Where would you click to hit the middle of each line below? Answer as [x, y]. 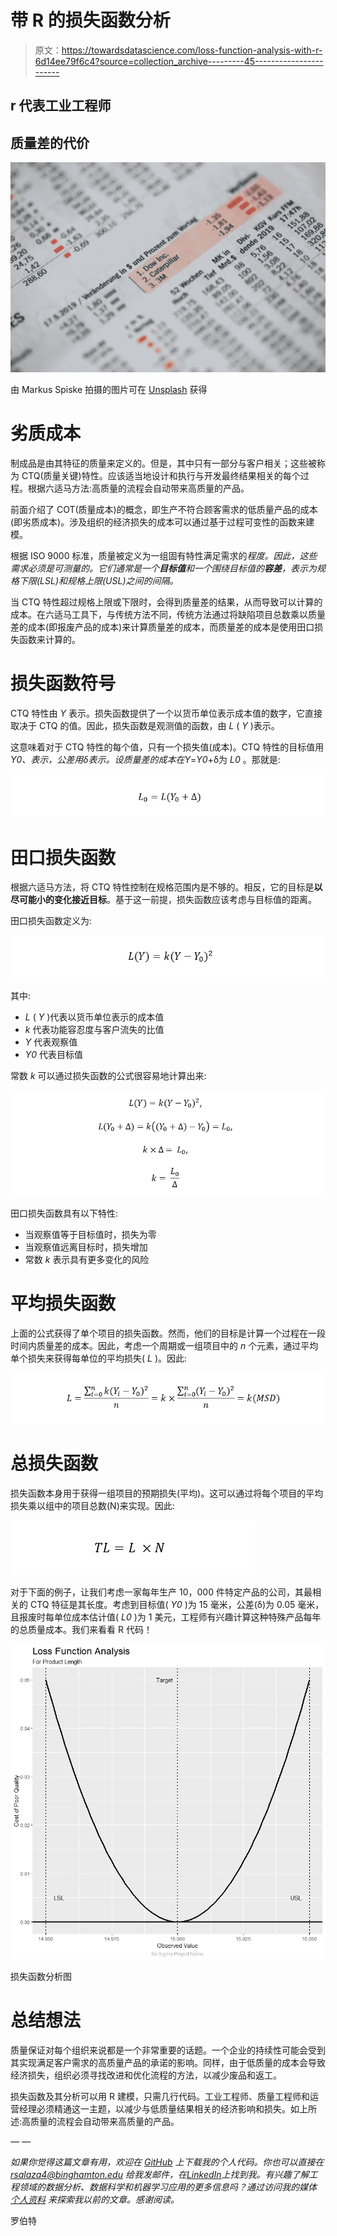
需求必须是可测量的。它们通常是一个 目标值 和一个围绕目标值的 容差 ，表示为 [163, 568]
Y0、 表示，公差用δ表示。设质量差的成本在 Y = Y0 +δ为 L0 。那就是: [145, 759]
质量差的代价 [50, 142]
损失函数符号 [63, 683]
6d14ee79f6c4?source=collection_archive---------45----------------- [179, 61]
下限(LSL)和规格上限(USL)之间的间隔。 [98, 580]
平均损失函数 [63, 1303]
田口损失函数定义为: [51, 921]
